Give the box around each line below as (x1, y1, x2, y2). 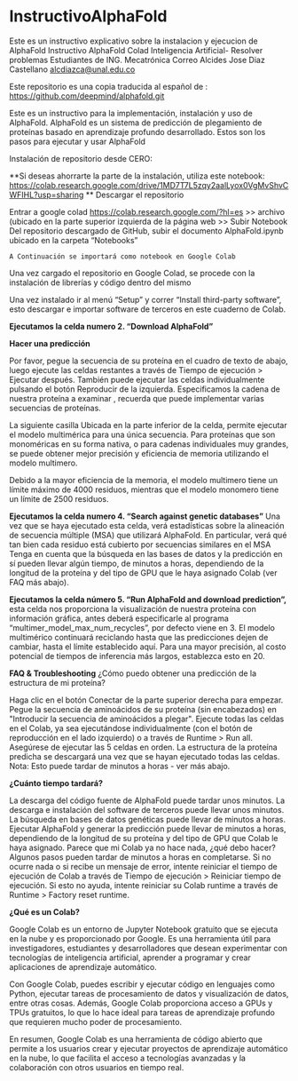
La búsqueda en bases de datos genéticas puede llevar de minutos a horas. (9, 814, 286, 824)
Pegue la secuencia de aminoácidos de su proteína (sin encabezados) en (9, 703, 277, 714)
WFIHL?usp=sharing (9, 189, 84, 200)
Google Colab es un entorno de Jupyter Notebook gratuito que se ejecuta (9, 924, 278, 934)
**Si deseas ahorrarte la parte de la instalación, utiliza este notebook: (9, 171, 265, 181)
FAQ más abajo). (9, 576, 69, 587)
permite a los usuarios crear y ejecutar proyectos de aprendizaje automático (9, 1043, 288, 1053)
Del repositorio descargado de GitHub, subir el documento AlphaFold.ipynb (9, 225, 284, 236)
